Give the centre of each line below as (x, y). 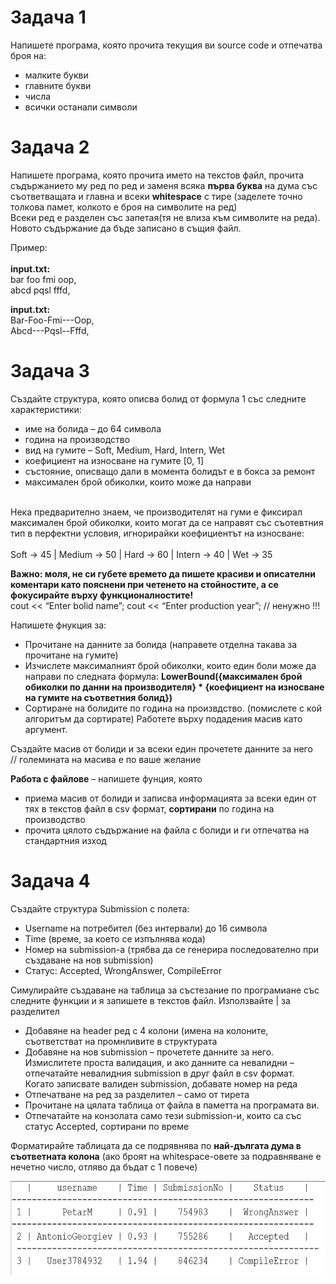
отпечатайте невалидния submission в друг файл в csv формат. (159, 1073)
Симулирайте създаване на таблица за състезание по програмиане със (165, 990)
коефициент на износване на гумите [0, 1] (114, 460)
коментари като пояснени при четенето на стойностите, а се (144, 584)
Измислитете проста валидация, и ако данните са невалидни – (159, 1062)
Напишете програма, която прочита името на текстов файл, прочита (157, 175)
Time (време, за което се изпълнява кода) (115, 938)
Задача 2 (50, 147)
